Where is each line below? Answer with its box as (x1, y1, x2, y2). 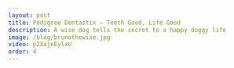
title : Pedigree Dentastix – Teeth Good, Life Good (8, 19, 181, 27)
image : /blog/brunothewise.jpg (8, 33, 111, 41)
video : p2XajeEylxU (8, 41, 72, 48)
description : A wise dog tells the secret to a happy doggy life (8, 26, 226, 34)
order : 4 (8, 48, 37, 55)
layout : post (8, 11, 51, 20)
